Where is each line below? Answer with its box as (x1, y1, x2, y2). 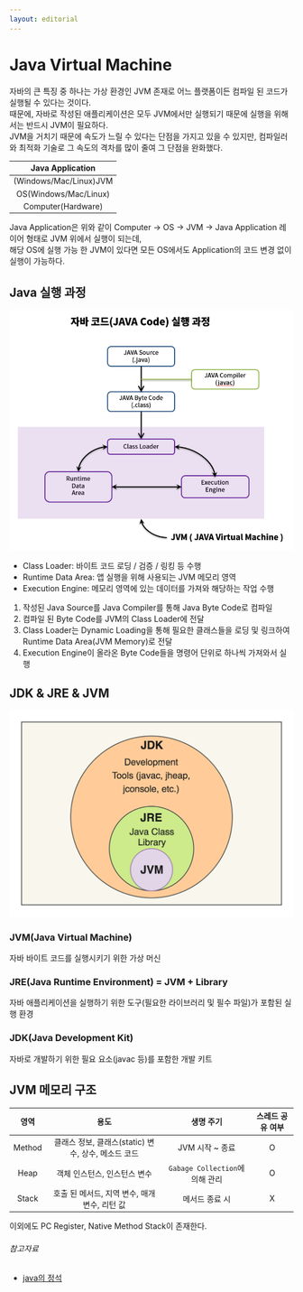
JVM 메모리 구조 (9, 1083, 97, 1098)
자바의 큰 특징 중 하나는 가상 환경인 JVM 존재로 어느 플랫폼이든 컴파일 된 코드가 (9, 86, 289, 97)
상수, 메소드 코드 (80, 1148, 140, 1159)
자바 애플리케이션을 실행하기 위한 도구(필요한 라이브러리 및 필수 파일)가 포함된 (9, 998, 282, 1009)
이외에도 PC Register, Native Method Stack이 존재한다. (9, 1221, 207, 1232)
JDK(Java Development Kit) (9, 1032, 133, 1045)
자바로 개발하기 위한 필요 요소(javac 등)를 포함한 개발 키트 (9, 1053, 213, 1064)
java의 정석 (22, 1273, 63, 1284)
